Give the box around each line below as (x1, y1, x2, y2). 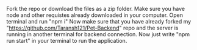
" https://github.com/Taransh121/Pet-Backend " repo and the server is (6, 24, 179, 31)
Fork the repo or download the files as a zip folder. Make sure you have (6, 5, 185, 12)
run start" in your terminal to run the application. (6, 37, 127, 44)
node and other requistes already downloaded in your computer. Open (6, 11, 183, 19)
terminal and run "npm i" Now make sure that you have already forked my (6, 18, 192, 25)
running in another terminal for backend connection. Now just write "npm (6, 31, 190, 38)
